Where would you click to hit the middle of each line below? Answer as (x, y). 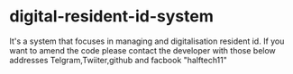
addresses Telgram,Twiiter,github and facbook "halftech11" (119, 60)
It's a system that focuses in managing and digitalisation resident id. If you (147, 41)
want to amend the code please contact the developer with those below (143, 50)
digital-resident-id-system (111, 16)
